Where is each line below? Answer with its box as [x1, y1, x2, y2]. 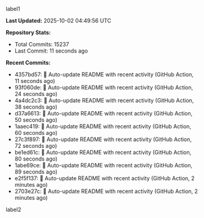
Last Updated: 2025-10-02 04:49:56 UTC [5, 17, 111, 24]
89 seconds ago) [14, 168, 57, 175]
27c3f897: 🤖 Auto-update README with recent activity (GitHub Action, [14, 136, 192, 143]
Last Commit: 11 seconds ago [14, 47, 88, 54]
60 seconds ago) [14, 129, 58, 136]
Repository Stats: [5, 29, 51, 36]
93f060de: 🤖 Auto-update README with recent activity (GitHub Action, [14, 84, 194, 91]
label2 [5, 206, 21, 213]
